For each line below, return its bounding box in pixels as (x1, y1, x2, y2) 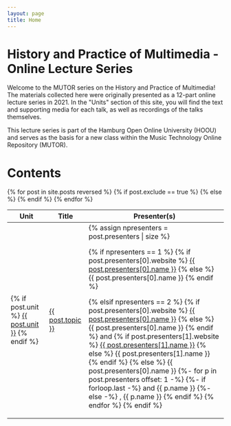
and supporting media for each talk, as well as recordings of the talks (7, 105, 203, 114)
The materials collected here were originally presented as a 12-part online (7, 91, 216, 99)
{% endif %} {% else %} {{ (88, 358, 173, 367)
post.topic (49, 315, 82, 325)
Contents (7, 165, 62, 181)
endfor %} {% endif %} (88, 400, 163, 410)
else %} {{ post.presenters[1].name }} (88, 349, 210, 358)
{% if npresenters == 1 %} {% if (88, 247, 191, 257)
